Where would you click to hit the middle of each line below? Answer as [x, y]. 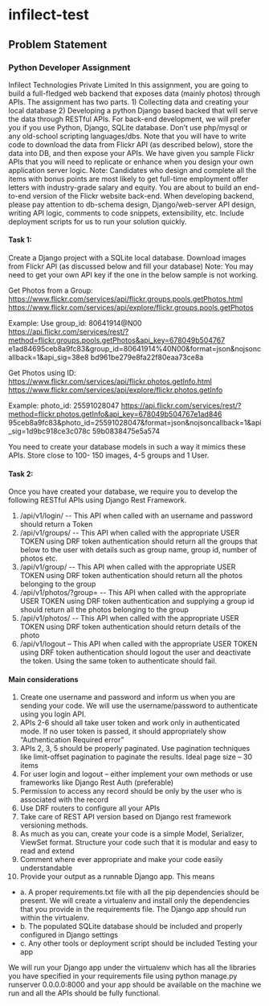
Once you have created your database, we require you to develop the [123, 491]
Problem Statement [58, 45]
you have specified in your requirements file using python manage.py [123, 976]
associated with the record [64, 800]
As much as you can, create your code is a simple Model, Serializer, [132, 834]
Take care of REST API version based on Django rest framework [125, 817]
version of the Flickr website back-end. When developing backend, [143, 195]
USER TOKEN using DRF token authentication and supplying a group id [137, 602]
